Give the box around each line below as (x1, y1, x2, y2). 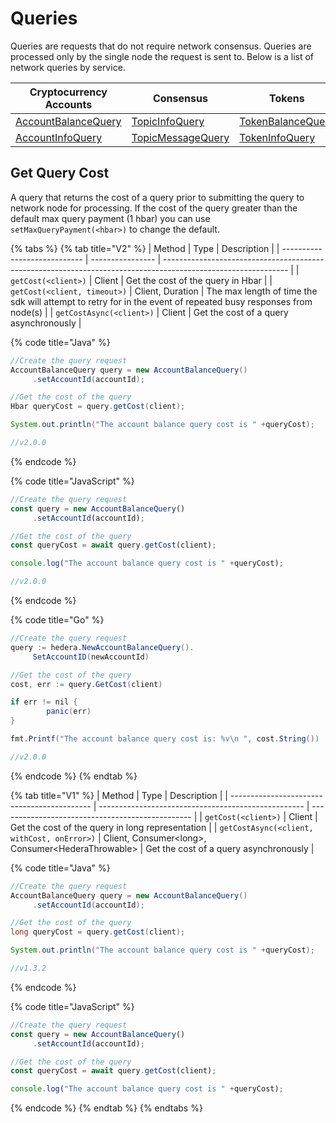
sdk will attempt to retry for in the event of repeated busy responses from (10, 295, 313, 307)
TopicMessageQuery (131, 130, 230, 144)
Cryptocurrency (29, 85, 108, 99)
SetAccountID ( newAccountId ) (32, 652, 150, 662)
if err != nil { (10, 697, 78, 707)
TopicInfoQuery (131, 114, 205, 128)
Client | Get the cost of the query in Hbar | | (94, 274, 273, 286)
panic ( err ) (46, 707, 92, 717)
